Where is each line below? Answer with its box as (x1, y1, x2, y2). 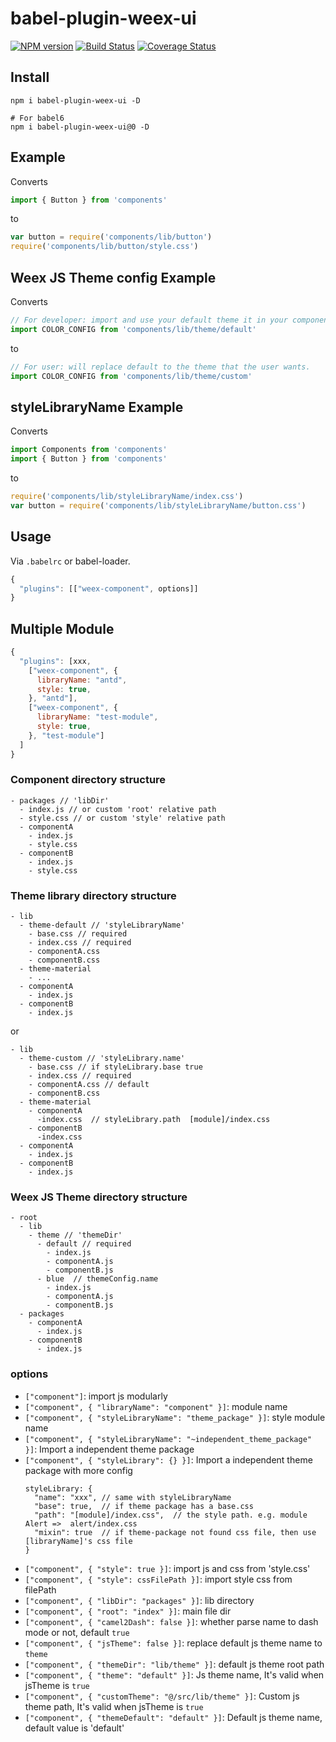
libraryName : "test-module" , (36, 712, 159, 722)
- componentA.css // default (28, 1080, 150, 1090)
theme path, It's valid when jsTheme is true (24, 1700, 204, 1712)
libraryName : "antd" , (36, 675, 128, 685)
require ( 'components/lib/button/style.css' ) (10, 242, 199, 252)
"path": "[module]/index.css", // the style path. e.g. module (34, 1510, 308, 1520)
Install (10, 69, 50, 86)
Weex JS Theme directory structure (10, 1190, 188, 1204)
